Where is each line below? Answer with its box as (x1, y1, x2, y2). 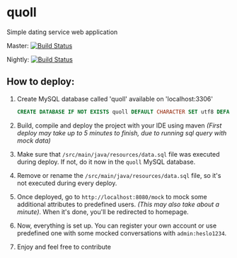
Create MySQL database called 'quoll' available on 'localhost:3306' (16, 94, 214, 103)
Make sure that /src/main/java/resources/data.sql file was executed (16, 150, 220, 158)
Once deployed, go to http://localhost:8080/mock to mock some (16, 192, 208, 201)
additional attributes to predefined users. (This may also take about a (16, 200, 220, 208)
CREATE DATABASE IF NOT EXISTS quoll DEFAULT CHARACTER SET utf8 (16, 108, 214, 116)
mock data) (16, 136, 51, 145)
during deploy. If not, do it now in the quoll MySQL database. (16, 157, 196, 166)
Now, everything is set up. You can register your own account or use (16, 221, 217, 230)
